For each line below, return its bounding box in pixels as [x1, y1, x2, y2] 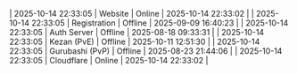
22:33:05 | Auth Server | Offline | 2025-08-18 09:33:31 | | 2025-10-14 [9, 27, 265, 37]
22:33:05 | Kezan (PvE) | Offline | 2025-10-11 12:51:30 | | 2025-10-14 [9, 36, 260, 47]
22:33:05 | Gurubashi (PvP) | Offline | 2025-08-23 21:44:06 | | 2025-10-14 [9, 46, 283, 56]
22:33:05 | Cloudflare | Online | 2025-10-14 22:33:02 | [9, 55, 209, 65]
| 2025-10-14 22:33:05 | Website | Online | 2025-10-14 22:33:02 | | [9, 9, 254, 18]
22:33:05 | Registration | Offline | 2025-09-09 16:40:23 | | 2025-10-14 [30, 18, 289, 28]
